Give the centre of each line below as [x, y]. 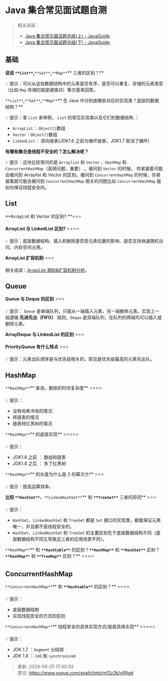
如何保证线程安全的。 [27, 187]
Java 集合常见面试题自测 [56, 10]
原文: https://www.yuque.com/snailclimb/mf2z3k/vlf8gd [75, 673]
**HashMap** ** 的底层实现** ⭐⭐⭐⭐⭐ [42, 434]
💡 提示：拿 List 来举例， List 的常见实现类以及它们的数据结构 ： [72, 117]
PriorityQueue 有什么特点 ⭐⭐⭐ [37, 347]
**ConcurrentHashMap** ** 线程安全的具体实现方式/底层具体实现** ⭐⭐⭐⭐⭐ [80, 627]
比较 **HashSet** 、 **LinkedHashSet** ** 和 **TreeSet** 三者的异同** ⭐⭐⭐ [81, 497]
